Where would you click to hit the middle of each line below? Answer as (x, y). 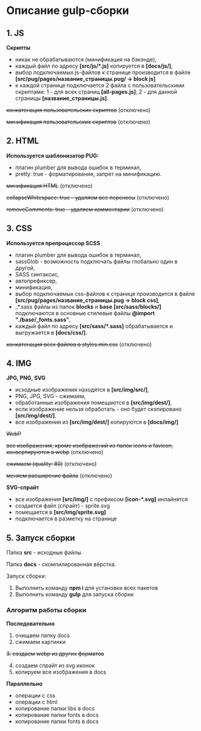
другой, (25, 268)
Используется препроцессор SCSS (53, 243)
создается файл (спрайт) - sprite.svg (63, 506)
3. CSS (19, 229)
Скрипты (19, 47)
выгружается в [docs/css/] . (51, 332)
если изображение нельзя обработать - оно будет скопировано (98, 409)
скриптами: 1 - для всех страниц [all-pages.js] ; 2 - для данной (96, 92)
